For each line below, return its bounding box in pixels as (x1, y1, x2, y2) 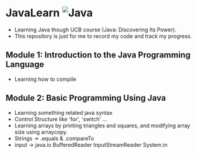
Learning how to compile (14, 75, 77, 83)
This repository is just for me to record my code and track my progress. (14, 32, 193, 39)
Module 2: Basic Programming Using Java (5, 93, 167, 103)
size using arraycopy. (14, 128, 68, 135)
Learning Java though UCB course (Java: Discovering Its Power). (14, 26, 176, 33)
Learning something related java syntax (14, 109, 113, 116)
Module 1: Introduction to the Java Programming (5, 50, 191, 60)
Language (5, 59, 45, 69)
